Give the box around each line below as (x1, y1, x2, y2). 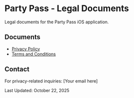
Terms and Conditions (11, 51, 56, 57)
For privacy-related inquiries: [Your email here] (4, 78, 98, 84)
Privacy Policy (11, 46, 40, 51)
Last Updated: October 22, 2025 (4, 87, 70, 93)
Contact (4, 65, 30, 73)
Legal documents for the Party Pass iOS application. (4, 19, 109, 25)
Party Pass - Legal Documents (4, 3, 129, 14)
